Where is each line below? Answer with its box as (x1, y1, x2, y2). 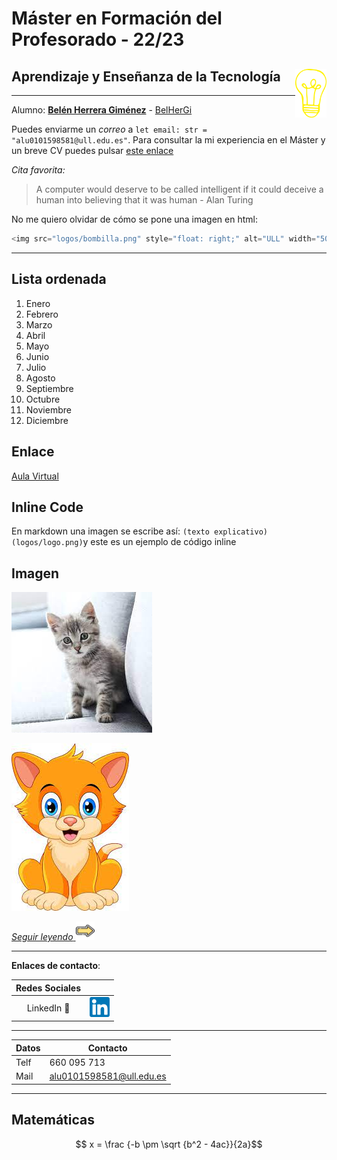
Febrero (25, 308, 59, 320)
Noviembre (25, 403, 72, 416)
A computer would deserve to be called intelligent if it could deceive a (35, 183, 324, 195)
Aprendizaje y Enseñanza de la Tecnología (11, 68, 281, 85)
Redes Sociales (15, 982, 82, 994)
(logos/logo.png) (11, 538, 84, 548)
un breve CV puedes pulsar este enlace (11, 145, 174, 156)
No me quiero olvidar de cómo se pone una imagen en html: (11, 213, 258, 225)
